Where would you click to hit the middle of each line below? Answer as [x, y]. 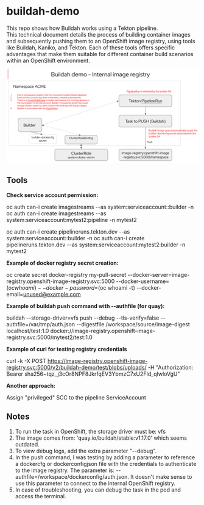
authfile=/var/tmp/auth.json [40, 324]
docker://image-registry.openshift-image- [103, 331]
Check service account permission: [52, 195]
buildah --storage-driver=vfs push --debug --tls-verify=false [83, 318]
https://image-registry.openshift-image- [98, 360]
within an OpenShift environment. [48, 60]
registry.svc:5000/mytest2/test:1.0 [49, 337]
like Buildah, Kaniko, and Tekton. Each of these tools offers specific [91, 48]
